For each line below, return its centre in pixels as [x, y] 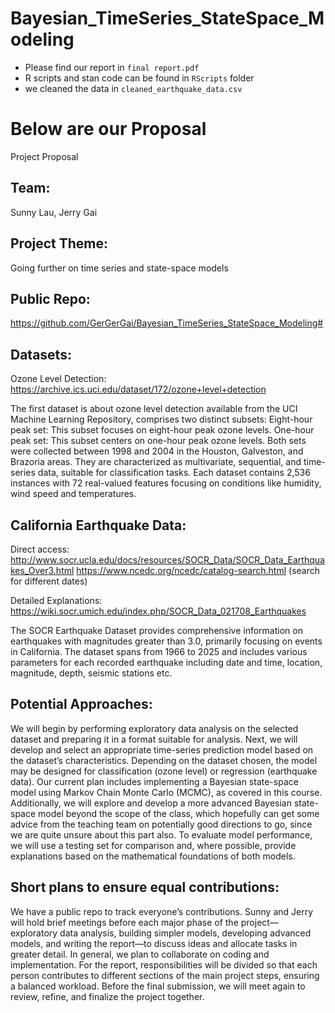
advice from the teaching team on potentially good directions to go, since [161, 824]
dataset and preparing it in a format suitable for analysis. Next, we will [154, 739]
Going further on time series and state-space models [119, 268]
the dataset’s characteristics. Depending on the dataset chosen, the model [164, 760]
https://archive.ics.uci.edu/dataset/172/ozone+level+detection [138, 389]
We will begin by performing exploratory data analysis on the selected [154, 728]
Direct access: [40, 549]
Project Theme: [59, 243]
